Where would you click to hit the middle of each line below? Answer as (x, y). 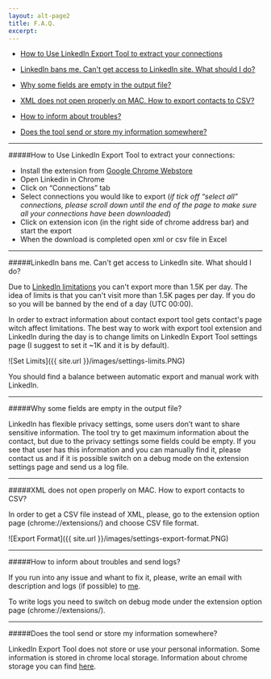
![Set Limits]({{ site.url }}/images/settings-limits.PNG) (97, 361)
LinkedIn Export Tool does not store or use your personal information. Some (134, 649)
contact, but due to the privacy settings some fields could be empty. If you (132, 442)
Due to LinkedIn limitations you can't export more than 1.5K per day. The (128, 287)
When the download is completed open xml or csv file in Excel (123, 240)
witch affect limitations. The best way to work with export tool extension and (135, 329)
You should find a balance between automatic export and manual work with (134, 377)
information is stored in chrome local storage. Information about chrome (128, 658)
